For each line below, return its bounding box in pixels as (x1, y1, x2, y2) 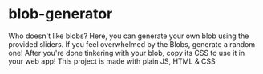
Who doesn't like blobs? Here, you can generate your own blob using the (8, 31, 249, 41)
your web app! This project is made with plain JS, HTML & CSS (8, 56, 216, 66)
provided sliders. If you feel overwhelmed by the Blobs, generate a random (8, 39, 255, 49)
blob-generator (8, 5, 113, 23)
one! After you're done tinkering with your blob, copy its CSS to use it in (8, 48, 245, 57)
